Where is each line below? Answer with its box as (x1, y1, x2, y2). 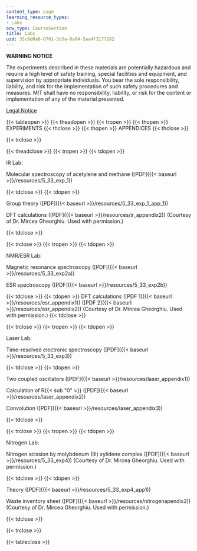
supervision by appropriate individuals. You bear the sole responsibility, (6, 76, 180, 84)
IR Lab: (6, 159, 24, 166)
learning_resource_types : (6, 14, 70, 20)
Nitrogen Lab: (6, 439, 40, 446)
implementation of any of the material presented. (6, 95, 125, 102)
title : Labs (6, 31, 35, 37)
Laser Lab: (6, 335, 32, 341)
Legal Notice (6, 107, 37, 114)
